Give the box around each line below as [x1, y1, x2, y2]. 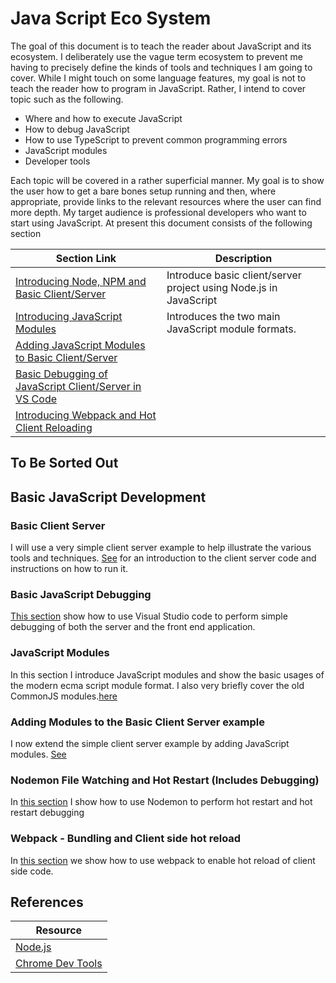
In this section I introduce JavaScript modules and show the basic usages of [10, 668, 325, 681]
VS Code [15, 392, 58, 406]
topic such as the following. [10, 93, 124, 105]
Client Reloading [15, 420, 93, 434]
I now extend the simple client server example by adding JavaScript [10, 737, 290, 749]
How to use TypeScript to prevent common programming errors [24, 133, 288, 146]
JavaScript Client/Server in [15, 379, 142, 393]
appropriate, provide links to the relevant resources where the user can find [10, 195, 322, 207]
